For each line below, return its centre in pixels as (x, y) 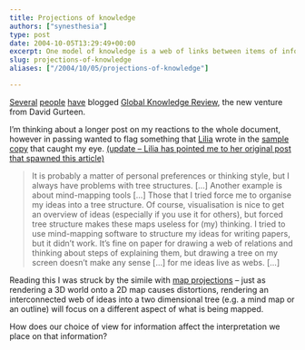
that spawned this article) (57, 158)
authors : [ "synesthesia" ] (58, 26)
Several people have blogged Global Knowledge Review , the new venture (146, 102)
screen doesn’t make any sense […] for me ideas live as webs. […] (155, 262)
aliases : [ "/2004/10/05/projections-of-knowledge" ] (109, 69)
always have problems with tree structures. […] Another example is (157, 185)
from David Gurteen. (48, 112)
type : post (30, 34)
